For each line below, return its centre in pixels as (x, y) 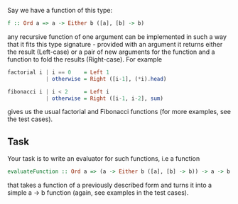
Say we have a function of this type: (60, 10)
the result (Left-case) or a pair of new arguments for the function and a (111, 52)
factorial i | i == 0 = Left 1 (59, 72)
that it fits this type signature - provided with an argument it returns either (115, 44)
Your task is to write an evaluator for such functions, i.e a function (104, 159)
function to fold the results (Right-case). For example (85, 59)
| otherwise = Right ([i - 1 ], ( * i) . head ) (106, 79)
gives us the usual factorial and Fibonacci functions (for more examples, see (119, 112)
